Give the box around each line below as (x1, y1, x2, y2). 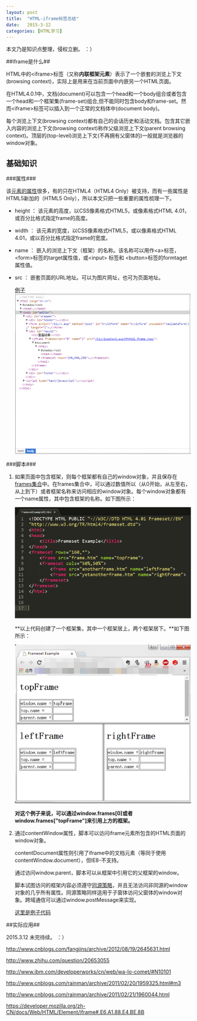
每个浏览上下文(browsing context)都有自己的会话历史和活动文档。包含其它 (6, 117, 186, 124)
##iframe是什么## (6, 58, 50, 65)
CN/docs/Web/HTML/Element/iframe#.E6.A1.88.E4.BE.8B (6, 1009, 145, 1016)
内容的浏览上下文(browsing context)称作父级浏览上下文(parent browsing (11, 125, 186, 132)
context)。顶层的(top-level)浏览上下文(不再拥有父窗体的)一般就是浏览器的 (6, 132, 184, 139)
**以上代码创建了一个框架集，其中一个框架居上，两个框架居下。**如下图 (14, 625, 189, 632)
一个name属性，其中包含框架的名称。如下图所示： (14, 495, 137, 502)
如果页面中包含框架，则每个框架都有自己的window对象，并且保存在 (14, 473, 178, 481)
